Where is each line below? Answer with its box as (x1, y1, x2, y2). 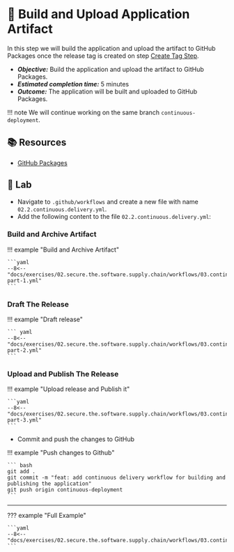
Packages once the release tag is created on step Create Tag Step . (7, 52, 200, 60)
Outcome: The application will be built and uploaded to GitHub (17, 87, 198, 95)
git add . (7, 468, 36, 475)
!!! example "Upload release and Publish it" (7, 385, 130, 393)
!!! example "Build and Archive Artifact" (7, 245, 120, 254)
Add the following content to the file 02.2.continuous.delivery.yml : (17, 212, 211, 220)
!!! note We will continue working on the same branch (7, 108, 160, 116)
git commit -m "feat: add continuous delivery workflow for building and (7, 474, 226, 482)
